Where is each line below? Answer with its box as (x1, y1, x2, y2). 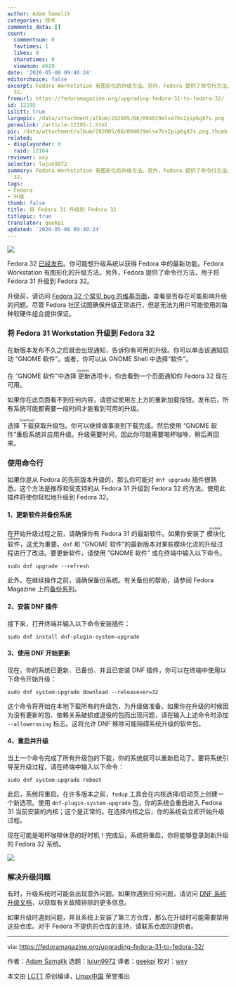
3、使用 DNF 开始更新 (7, 649, 70, 658)
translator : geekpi (7, 219, 65, 226)
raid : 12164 (13, 148, 49, 155)
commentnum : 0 (13, 37, 55, 44)
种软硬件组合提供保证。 (7, 309, 75, 318)
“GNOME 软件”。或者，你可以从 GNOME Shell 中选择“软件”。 (15, 354, 192, 362)
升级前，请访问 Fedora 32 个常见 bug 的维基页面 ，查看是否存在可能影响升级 (7, 292, 228, 300)
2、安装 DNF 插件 (7, 602, 58, 610)
